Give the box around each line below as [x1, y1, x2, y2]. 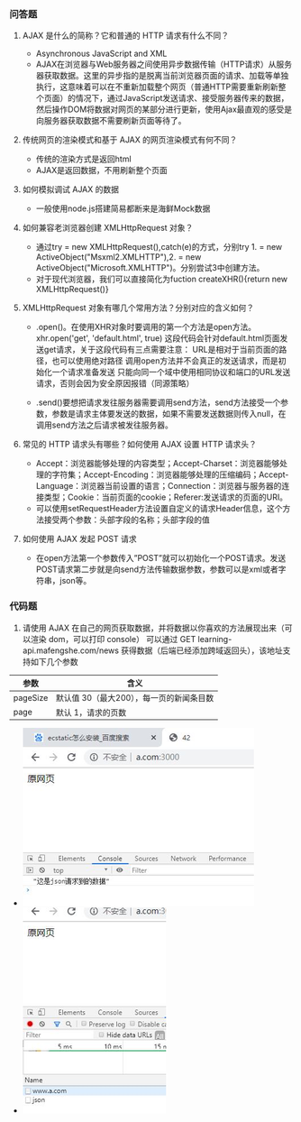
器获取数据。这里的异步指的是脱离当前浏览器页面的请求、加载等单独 [35, 70, 289, 81]
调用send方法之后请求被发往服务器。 [35, 419, 173, 430]
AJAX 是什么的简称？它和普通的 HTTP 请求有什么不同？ [22, 30, 230, 41]
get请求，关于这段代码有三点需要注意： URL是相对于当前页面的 [43, 345, 279, 355]
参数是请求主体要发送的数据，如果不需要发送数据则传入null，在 [51, 409, 287, 419]
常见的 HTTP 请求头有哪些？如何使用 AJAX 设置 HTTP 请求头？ [22, 439, 257, 450]
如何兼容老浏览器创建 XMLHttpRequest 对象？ [22, 223, 194, 234]
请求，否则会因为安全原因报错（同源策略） [35, 378, 195, 389]
